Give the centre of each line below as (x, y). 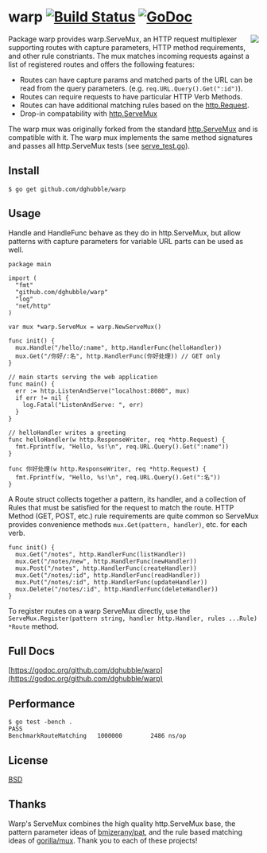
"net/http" (33, 306)
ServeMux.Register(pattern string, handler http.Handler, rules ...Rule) (133, 618)
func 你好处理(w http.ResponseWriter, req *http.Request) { (107, 469)
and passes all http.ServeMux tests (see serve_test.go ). (99, 145)
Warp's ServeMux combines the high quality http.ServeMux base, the (122, 824)
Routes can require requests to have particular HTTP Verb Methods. (131, 96)
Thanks (27, 804)
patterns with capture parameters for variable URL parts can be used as (126, 241)
